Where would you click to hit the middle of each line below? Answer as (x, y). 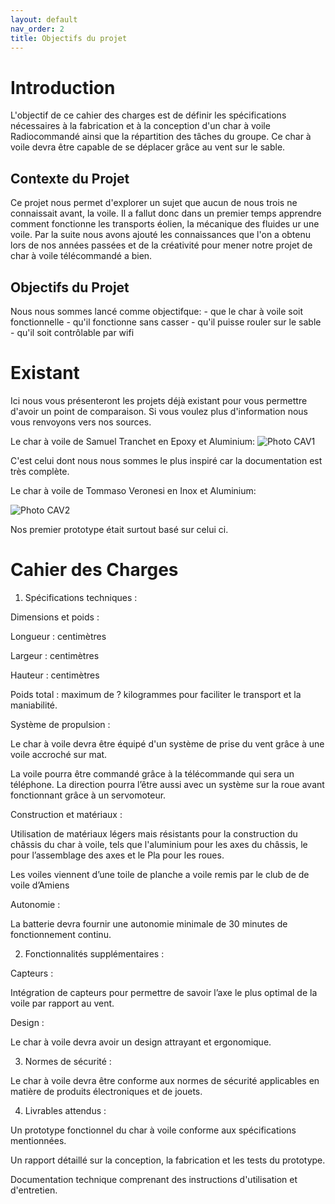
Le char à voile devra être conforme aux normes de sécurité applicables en (165, 1080)
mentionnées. (38, 1140)
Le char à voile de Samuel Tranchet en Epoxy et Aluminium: (132, 441)
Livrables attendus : (65, 1110)
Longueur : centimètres (58, 636)
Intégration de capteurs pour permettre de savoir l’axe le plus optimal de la (164, 992)
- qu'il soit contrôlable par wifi (72, 332)
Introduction (63, 87)
